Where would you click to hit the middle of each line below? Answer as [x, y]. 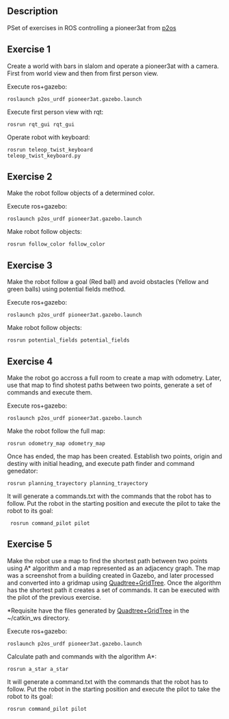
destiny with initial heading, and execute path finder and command [101, 464]
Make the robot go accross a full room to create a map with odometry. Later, [114, 378]
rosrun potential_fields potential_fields [68, 340]
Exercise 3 [30, 265]
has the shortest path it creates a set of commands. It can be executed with [113, 590]
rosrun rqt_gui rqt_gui [41, 124]
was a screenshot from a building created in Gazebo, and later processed [110, 575]
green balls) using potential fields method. [67, 289]
